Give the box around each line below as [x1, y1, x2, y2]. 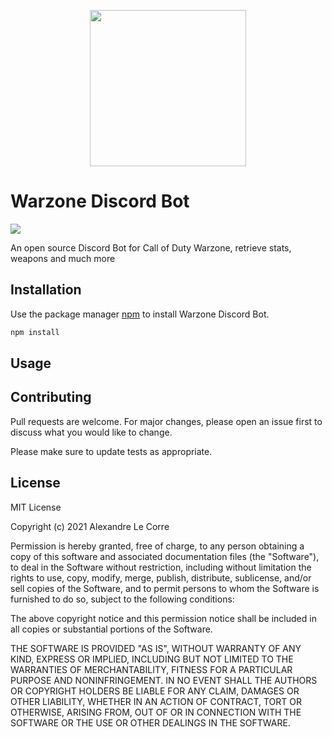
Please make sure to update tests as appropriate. [10, 445, 213, 457]
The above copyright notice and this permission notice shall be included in [10, 612, 317, 624]
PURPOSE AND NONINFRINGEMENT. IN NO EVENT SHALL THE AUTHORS [10, 674, 318, 686]
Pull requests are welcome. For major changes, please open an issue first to [10, 415, 323, 427]
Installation [10, 281, 82, 299]
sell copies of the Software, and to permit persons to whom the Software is [10, 582, 320, 594]
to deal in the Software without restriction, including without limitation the [10, 561, 312, 573]
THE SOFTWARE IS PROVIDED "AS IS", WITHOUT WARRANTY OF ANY [10, 642, 302, 654]
